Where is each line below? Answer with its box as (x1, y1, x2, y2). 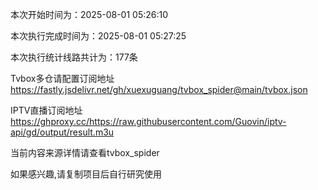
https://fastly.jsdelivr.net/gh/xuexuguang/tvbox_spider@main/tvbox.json (10, 84, 308, 95)
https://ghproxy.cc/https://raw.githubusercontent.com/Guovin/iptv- (10, 116, 287, 127)
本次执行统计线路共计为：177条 (10, 51, 138, 63)
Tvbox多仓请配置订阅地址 (10, 73, 115, 84)
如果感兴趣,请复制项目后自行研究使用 (10, 168, 163, 180)
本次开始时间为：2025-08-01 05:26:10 (10, 9, 168, 20)
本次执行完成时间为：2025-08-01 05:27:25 (10, 30, 187, 42)
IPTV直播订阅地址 (10, 104, 83, 116)
